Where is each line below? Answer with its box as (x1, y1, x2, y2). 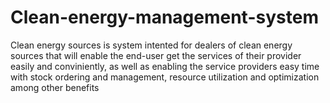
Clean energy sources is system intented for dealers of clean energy (10, 39, 293, 51)
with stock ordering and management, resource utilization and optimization (10, 71, 320, 83)
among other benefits (10, 81, 100, 93)
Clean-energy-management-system (10, 6, 319, 29)
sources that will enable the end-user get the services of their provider (10, 49, 302, 61)
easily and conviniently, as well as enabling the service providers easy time (10, 60, 320, 72)
